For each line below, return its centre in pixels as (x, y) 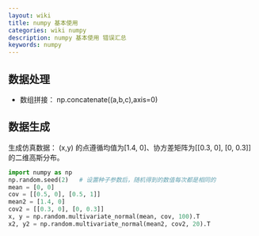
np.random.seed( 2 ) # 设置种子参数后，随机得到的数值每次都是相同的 (112, 180)
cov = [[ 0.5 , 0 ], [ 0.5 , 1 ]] (55, 195)
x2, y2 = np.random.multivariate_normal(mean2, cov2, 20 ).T (110, 224)
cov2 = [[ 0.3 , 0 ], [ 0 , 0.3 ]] (56, 209)
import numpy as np (40, 172)
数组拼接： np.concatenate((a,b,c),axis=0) (89, 99)
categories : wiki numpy (48, 30)
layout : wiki (30, 15)
